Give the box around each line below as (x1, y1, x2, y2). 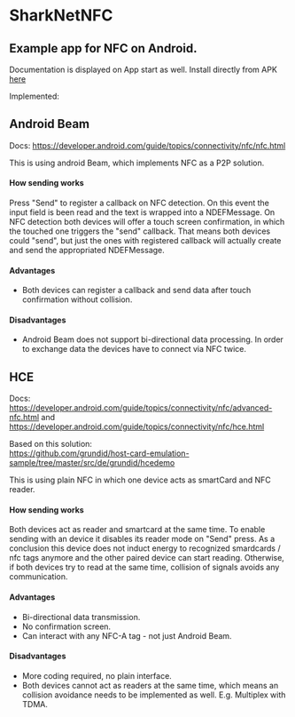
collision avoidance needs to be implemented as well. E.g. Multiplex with (21, 689, 286, 700)
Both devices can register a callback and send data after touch (21, 285, 252, 296)
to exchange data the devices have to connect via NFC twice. (21, 344, 246, 355)
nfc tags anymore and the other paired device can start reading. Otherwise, (9, 553, 285, 563)
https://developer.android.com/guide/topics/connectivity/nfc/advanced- (9, 402, 273, 413)
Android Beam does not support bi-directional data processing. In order (21, 334, 283, 345)
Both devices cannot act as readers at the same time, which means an (21, 680, 279, 690)
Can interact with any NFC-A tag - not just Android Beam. (21, 630, 232, 641)
